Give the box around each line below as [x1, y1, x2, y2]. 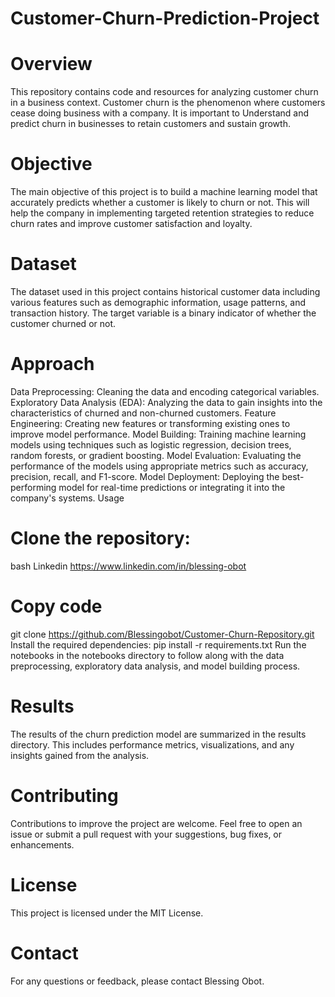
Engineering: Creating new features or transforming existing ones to [10, 417, 291, 429]
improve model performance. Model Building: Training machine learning [10, 428, 307, 440]
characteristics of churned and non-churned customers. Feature [10, 407, 277, 419]
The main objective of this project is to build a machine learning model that [10, 186, 318, 198]
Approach [10, 353, 95, 376]
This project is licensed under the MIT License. [10, 907, 204, 919]
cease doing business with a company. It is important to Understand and [10, 107, 310, 119]
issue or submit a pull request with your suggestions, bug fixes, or [10, 828, 283, 840]
